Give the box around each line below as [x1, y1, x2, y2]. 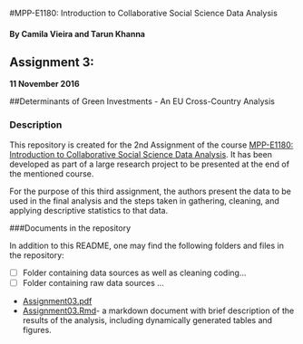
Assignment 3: [9, 54, 94, 70]
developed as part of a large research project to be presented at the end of [9, 158, 290, 169]
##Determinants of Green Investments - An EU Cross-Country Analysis [9, 96, 275, 107]
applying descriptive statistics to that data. [9, 205, 169, 215]
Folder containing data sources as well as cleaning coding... [22, 267, 247, 278]
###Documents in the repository [9, 222, 132, 234]
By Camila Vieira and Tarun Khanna [9, 28, 145, 39]
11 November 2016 [9, 79, 80, 90]
